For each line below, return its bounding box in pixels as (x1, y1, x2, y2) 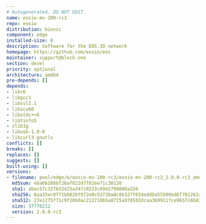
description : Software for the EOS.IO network (6, 44, 128, 50)
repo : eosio (6, 20, 37, 26)
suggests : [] (6, 157, 40, 163)
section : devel (6, 60, 45, 66)
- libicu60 (6, 106, 34, 112)
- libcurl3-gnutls (6, 134, 53, 141)
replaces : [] (6, 152, 40, 158)
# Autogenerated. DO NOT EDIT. (6, 9, 86, 15)
